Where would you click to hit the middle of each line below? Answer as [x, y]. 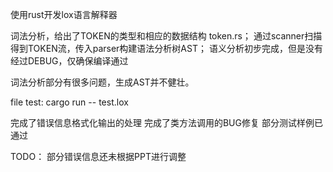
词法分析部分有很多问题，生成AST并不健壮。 [102, 82]
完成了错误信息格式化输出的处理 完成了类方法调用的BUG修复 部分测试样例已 [166, 122]
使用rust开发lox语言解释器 [64, 14]
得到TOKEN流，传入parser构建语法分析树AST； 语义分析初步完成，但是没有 [166, 48]
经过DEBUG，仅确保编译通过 [69, 61]
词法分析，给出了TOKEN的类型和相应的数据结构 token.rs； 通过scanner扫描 [166, 36]
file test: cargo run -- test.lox [69, 102]
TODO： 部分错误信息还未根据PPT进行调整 [98, 156]
